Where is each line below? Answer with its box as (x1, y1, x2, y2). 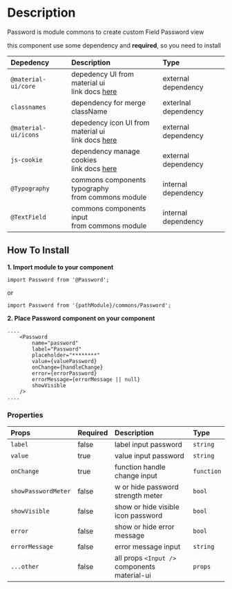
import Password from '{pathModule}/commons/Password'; (7, 301, 171, 309)
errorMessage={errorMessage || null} (32, 376, 140, 383)
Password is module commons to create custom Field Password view (7, 28, 204, 36)
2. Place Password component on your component (7, 314, 155, 322)
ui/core (10, 82, 36, 90)
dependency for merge (71, 98, 146, 107)
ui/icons (10, 130, 39, 139)
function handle (115, 462, 166, 472)
